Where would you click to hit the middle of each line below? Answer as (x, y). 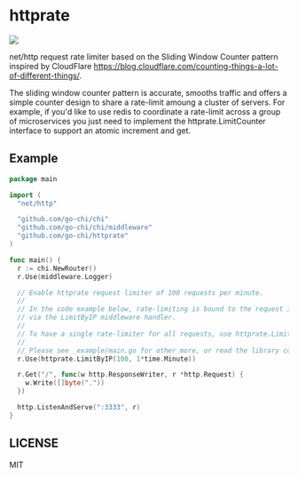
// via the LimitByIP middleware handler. (97, 318)
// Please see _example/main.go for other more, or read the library (148, 350)
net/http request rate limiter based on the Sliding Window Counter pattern (144, 56)
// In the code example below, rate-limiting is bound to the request (150, 309)
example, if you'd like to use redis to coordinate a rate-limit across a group (145, 111)
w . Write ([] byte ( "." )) (65, 383)
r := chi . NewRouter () (57, 268)
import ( (25, 195)
